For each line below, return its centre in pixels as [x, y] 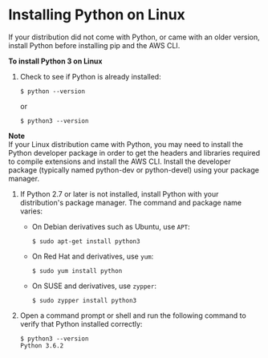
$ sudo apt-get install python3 [86, 241]
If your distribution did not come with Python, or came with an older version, [134, 37]
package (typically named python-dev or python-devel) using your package [134, 169]
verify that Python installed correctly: [81, 323]
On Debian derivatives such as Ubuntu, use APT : [111, 226]
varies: [31, 211]
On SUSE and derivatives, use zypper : [94, 286]
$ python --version [53, 91]
